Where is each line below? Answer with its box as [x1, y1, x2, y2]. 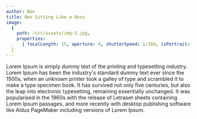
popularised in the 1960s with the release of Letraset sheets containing [6, 94, 178, 101]
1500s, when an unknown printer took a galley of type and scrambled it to [6, 75, 184, 82]
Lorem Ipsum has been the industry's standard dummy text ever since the [6, 69, 185, 76]
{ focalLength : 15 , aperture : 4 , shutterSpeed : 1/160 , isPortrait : [21, 42, 191, 47]
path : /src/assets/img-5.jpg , [16, 30, 91, 36]
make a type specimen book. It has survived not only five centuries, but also [6, 81, 191, 89]
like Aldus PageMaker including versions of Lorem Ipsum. [6, 106, 145, 113]
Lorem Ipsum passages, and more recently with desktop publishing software [6, 100, 191, 107]
